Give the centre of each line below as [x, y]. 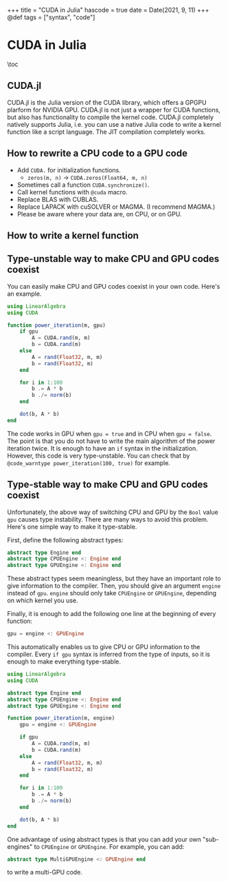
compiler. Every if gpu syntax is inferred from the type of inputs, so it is [109, 655]
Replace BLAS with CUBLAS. [58, 199]
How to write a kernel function [73, 235]
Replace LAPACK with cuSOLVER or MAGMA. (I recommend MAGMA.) [116, 207]
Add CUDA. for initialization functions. [69, 170]
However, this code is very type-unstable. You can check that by [99, 455]
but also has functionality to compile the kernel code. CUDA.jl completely [111, 117]
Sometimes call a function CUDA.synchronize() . [83, 185]
